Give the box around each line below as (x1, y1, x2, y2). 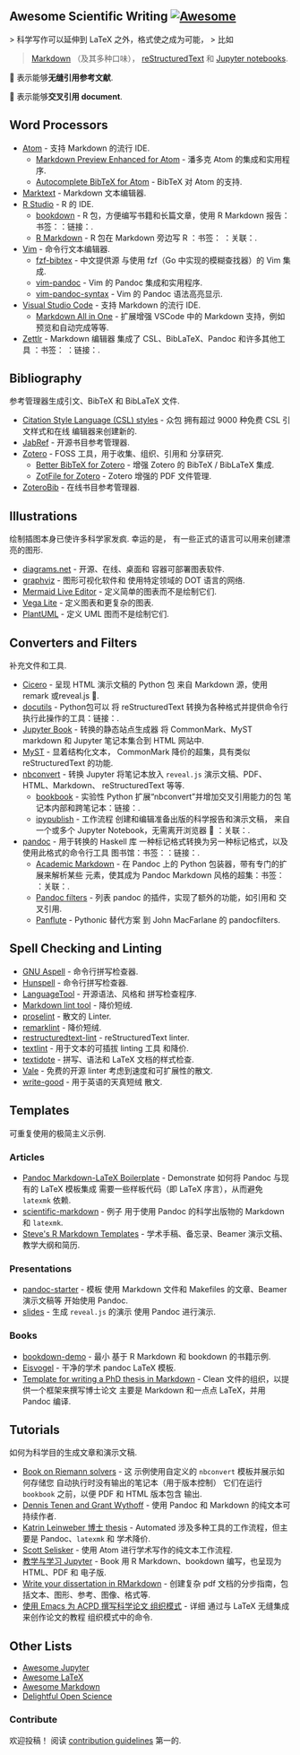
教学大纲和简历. (21, 1239, 81, 1250)
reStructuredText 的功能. (21, 758, 114, 769)
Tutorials (9, 1422, 60, 1438)
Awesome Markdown (21, 1681, 100, 1692)
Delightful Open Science (21, 1691, 113, 1702)
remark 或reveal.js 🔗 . (21, 691, 100, 701)
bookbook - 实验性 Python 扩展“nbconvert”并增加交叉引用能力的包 (35, 791, 282, 803)
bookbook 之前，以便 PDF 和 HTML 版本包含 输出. (21, 1489, 203, 1499)
